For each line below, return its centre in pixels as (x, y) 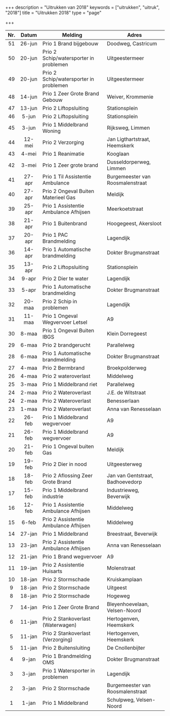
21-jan (29, 557)
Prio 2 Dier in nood (65, 464)
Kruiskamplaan (125, 579)
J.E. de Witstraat (126, 392)
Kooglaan (118, 154)
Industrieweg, (123, 490)
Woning (51, 131)
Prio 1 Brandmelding (67, 656)
